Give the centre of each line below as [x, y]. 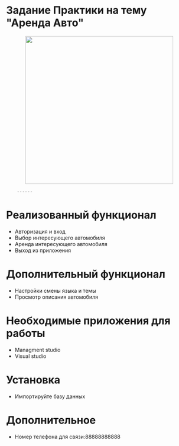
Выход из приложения [43, 250]
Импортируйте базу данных [50, 396]
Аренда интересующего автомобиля [61, 244]
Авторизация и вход [40, 231]
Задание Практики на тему [77, 10]
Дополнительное [51, 420]
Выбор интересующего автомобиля [60, 238]
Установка [33, 380]
